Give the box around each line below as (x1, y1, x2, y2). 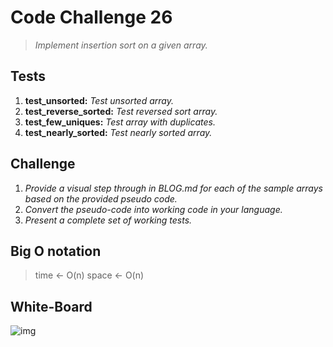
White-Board (10, 298, 93, 315)
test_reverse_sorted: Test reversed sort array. (24, 105, 218, 117)
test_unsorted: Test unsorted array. (24, 94, 174, 106)
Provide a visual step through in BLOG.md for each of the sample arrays (24, 182, 323, 194)
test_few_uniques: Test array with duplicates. (24, 116, 216, 128)
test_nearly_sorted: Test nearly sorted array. (24, 126, 213, 138)
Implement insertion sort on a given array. (34, 39, 208, 51)
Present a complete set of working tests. (24, 214, 193, 226)
